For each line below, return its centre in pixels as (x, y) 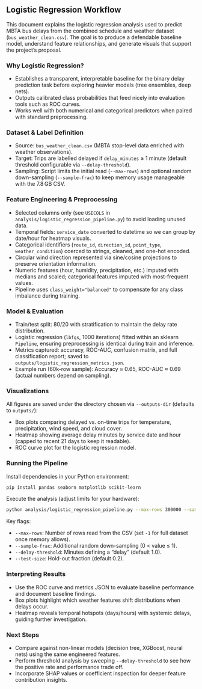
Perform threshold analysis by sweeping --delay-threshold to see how (103, 660)
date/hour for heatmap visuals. (53, 238)
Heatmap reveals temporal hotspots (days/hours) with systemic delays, (103, 613)
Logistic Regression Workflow (64, 10)
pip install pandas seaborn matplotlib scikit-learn (74, 487)
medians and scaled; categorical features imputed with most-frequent (102, 277)
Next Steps (23, 635)
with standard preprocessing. (51, 117)
